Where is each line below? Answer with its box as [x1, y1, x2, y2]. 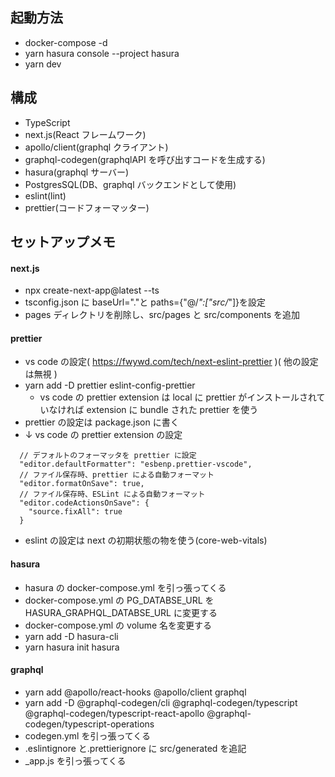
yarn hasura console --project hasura [24, 47, 180, 59]
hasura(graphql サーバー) [24, 166, 130, 178]
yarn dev [24, 58, 62, 70]
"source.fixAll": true [28, 507, 123, 517]
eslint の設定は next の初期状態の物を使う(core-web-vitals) [24, 534, 268, 547]
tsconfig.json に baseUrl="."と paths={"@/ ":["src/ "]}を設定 [24, 296, 267, 308]
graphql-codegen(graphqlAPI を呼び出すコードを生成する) [24, 153, 266, 165]
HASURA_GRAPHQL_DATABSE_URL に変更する [24, 606, 218, 618]
